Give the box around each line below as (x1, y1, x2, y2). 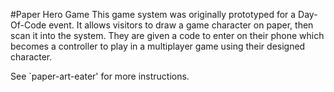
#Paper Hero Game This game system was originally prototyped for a (10, 9, 297, 20)
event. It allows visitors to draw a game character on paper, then (48, 19, 314, 31)
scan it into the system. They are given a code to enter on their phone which (10, 30, 325, 41)
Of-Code (10, 19, 47, 31)
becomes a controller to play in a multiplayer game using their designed (10, 40, 306, 52)
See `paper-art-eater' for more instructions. (10, 70, 190, 82)
